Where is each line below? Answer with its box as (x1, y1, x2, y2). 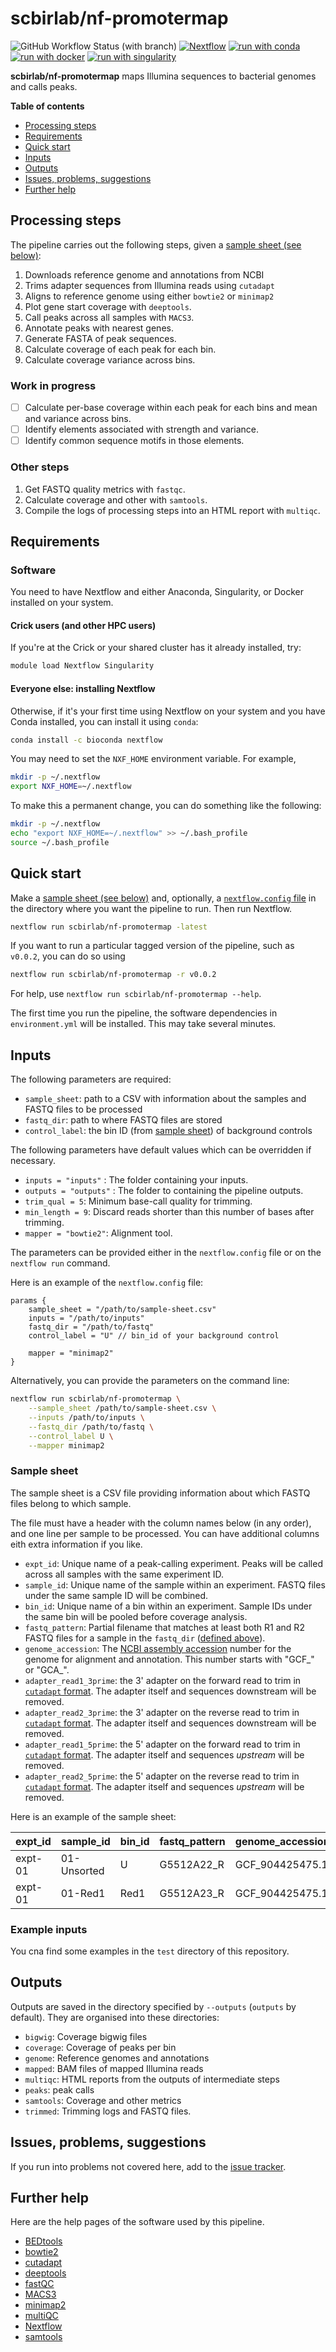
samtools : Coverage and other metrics (24, 2094, 182, 2106)
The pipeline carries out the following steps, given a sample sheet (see (10, 238, 302, 251)
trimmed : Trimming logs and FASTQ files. (24, 2105, 192, 2117)
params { (10, 1296, 47, 1306)
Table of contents (10, 100, 85, 112)
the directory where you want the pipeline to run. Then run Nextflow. (10, 902, 293, 914)
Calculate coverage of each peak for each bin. (24, 343, 217, 355)
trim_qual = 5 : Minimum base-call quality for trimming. (24, 1195, 253, 1207)
